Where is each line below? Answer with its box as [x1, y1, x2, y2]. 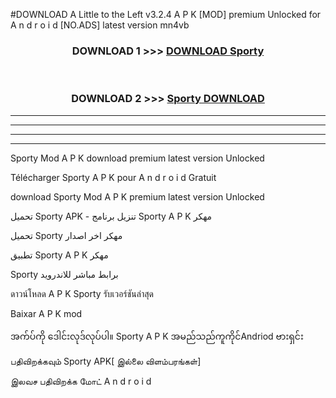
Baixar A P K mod [10, 307, 83, 319]
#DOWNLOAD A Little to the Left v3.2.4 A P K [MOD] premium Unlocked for [10, 9, 322, 20]
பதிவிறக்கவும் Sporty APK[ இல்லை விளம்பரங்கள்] [10, 355, 202, 367]
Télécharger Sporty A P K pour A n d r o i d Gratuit [10, 171, 217, 183]
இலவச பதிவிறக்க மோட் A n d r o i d [10, 375, 152, 387]
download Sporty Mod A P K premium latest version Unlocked [10, 190, 265, 203]
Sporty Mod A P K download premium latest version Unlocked [10, 152, 265, 164]
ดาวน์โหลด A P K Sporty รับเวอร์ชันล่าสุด [10, 287, 154, 299]
